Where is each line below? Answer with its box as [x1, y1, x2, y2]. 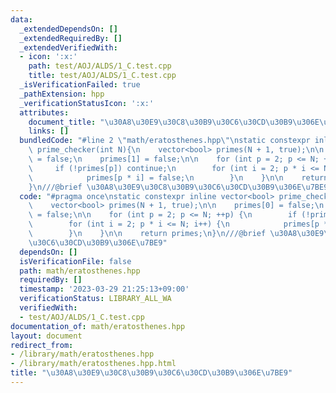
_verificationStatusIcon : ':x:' [19, 98, 155, 108]
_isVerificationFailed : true [19, 80, 141, 90]
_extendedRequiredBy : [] [19, 33, 123, 43]
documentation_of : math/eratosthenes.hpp [10, 321, 186, 331]
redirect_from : [10, 340, 74, 350]
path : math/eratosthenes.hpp [19, 266, 141, 276]
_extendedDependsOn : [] [19, 24, 118, 34]
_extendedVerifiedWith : [19, 42, 118, 53]
